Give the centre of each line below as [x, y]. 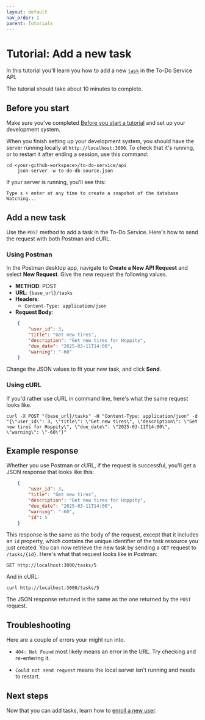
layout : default [27, 12]
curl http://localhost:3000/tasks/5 [53, 588]
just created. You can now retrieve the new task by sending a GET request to [102, 547]
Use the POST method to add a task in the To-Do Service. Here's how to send [102, 232]
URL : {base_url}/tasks [44, 293]
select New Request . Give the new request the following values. [87, 274]
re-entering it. [33, 658]
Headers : [27, 299]
